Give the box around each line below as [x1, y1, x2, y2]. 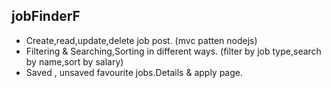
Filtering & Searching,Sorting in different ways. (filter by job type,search [25, 45, 322, 57]
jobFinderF [11, 8, 81, 25]
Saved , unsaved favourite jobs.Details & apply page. [25, 66, 244, 78]
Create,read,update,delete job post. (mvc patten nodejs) [25, 34, 258, 46]
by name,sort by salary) [25, 55, 124, 68]
